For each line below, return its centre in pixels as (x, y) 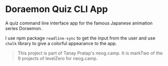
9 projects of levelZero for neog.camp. (58, 58)
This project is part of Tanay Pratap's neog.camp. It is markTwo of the (90, 53)
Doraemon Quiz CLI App (57, 9)
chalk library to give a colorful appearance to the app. (61, 43)
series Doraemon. (24, 28)
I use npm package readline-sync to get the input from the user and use (80, 38)
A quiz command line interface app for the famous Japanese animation (79, 23)
